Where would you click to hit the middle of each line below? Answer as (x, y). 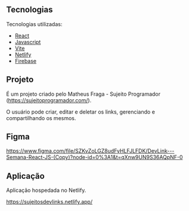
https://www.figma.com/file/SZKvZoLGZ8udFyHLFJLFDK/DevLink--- (90, 151)
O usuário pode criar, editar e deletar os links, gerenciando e (80, 112)
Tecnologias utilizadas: (34, 24)
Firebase (26, 61)
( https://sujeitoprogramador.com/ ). (49, 100)
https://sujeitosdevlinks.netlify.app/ (49, 202)
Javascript (28, 42)
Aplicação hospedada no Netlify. (46, 190)
